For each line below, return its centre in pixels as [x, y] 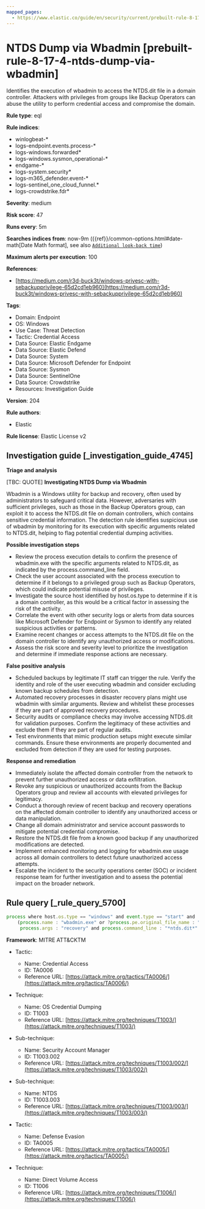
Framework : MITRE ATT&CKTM [46, 940]
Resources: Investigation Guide [54, 389]
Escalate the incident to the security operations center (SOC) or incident [106, 871]
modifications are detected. [50, 845]
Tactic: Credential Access [47, 337]
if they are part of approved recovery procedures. [77, 711]
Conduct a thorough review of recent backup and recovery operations [103, 805]
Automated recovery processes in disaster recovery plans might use [101, 697]
